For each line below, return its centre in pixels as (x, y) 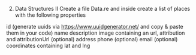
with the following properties (50, 15)
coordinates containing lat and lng (48, 45)
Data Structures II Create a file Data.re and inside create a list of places (102, 9)
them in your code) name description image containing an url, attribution (96, 33)
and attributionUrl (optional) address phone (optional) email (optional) (92, 39)
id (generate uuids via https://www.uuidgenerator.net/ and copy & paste (95, 27)
